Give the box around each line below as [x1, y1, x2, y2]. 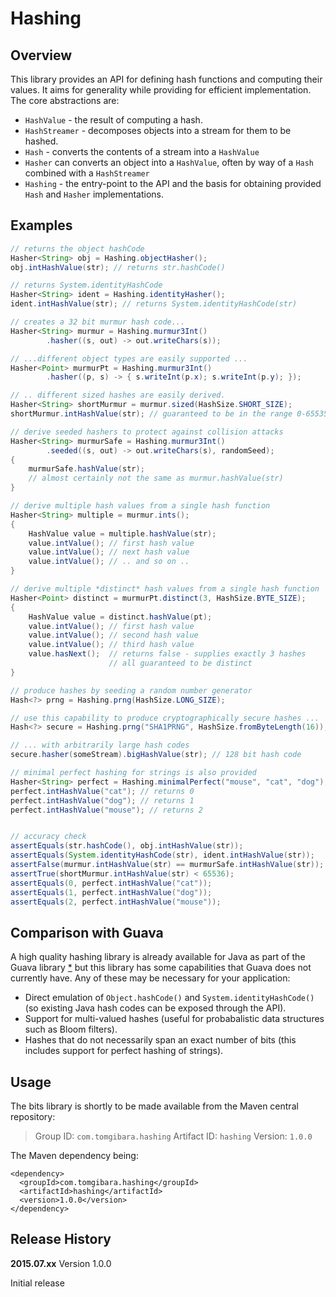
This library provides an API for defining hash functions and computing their [10, 73, 323, 85]
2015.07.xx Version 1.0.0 [10, 1257, 112, 1269]
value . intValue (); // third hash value [28, 640, 195, 650]
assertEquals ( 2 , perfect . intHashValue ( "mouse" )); [10, 897, 222, 907]
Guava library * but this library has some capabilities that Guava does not [10, 962, 312, 974]
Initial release [10, 1277, 65, 1289]
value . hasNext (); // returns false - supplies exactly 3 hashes [28, 649, 307, 659]
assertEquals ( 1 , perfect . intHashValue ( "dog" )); [10, 887, 213, 897]
